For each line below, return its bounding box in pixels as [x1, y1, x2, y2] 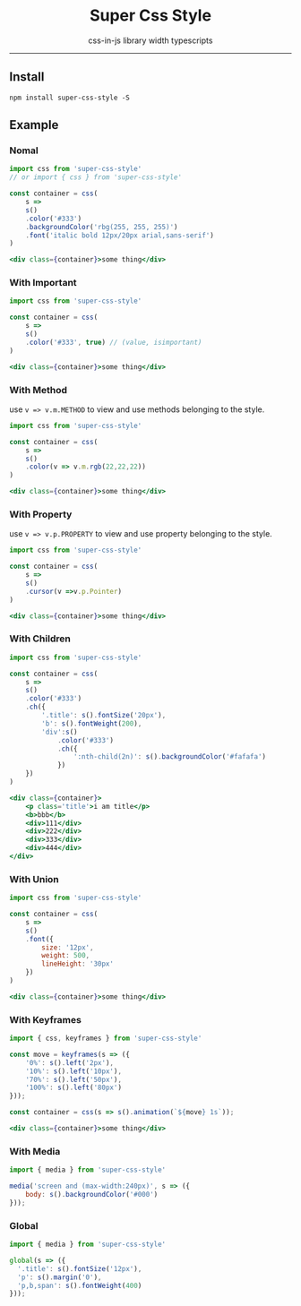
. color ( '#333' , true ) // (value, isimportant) [25, 338, 202, 347]
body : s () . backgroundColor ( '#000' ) [25, 1190, 159, 1199]
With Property [9, 508, 73, 520]
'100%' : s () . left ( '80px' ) [25, 1083, 123, 1093]
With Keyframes [9, 1013, 82, 1026]
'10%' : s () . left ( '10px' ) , [25, 1067, 123, 1076]
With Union [9, 872, 60, 885]
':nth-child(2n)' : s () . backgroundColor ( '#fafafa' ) [73, 752, 267, 761]
